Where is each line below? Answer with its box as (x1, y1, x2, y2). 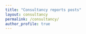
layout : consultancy (5, 12, 48, 17)
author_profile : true (5, 21, 50, 26)
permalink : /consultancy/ (5, 16, 59, 21)
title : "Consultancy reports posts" (5, 7, 81, 12)
